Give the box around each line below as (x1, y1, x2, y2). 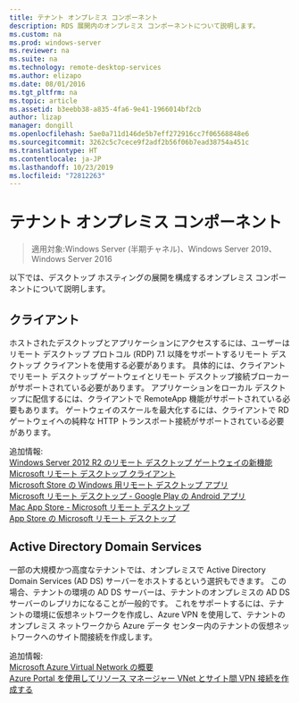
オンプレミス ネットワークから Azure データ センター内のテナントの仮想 (9, 620, 275, 631)
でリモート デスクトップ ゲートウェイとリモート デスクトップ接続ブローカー (9, 371, 290, 381)
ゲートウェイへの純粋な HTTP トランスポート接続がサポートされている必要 (9, 416, 285, 426)
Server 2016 (67, 254, 113, 265)
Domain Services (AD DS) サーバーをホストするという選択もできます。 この (9, 575, 287, 586)
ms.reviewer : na (9, 47, 70, 55)
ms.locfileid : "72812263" (9, 171, 105, 180)
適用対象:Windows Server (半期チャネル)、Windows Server (30, 243, 250, 255)
